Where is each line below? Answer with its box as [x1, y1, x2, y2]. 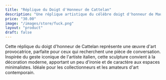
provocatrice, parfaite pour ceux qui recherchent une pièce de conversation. [5, 49, 161, 54]
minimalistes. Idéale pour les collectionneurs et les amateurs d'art [5, 64, 139, 70]
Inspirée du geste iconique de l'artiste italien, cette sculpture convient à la [5, 54, 156, 59]
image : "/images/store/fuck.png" [5, 21, 74, 26]
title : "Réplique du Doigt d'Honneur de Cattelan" [5, 7, 112, 12]
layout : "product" [5, 26, 43, 30]
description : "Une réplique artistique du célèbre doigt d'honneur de [5, 12, 154, 17]
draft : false [5, 30, 32, 35]
